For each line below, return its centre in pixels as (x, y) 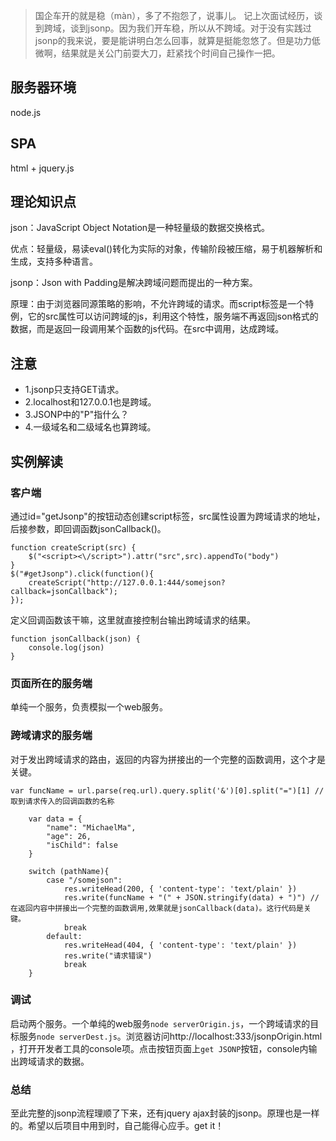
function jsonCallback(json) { (75, 639)
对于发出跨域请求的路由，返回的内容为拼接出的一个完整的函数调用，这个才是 (168, 759)
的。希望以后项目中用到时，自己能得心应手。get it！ (117, 1126)
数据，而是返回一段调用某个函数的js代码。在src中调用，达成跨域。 (147, 329)
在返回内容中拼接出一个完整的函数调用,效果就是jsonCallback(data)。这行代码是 (157, 908)
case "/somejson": (84, 880)
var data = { (55, 819)
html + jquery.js (42, 168)
